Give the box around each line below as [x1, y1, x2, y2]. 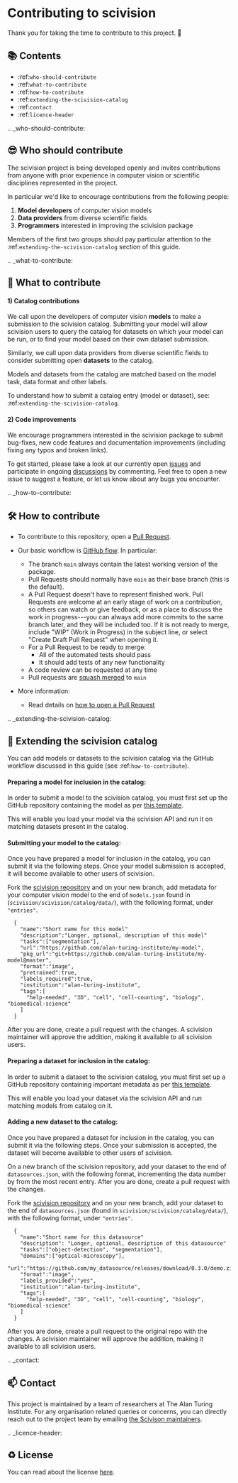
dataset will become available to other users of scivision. [7, 1148, 173, 1157]
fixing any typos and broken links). [7, 446, 108, 455]
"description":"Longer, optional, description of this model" [20, 932, 208, 939]
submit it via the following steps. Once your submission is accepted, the [7, 1141, 217, 1149]
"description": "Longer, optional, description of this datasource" [20, 1239, 227, 1247]
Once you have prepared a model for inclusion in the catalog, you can [7, 854, 211, 863]
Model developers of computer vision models [17, 206, 152, 214]
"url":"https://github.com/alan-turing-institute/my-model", [20, 945, 204, 952]
